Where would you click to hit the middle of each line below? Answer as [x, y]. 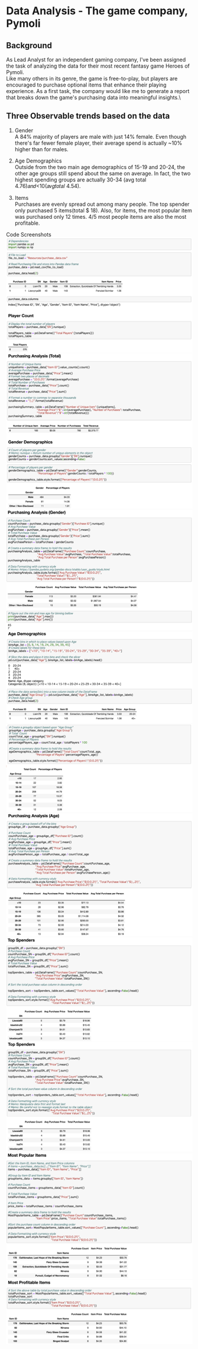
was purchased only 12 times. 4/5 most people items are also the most [100, 216]
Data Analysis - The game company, [97, 11]
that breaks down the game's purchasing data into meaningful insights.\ [94, 97]
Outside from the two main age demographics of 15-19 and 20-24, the [100, 167]
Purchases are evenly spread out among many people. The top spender [102, 204]
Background [29, 45]
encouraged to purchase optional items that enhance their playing [86, 85]
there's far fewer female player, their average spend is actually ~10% [98, 143]
